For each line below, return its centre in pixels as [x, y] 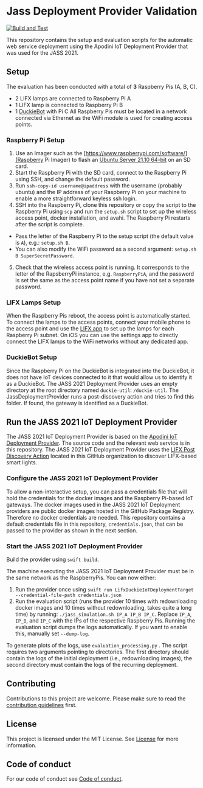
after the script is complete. [50, 225]
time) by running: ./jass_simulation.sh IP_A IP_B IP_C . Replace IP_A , [103, 614]
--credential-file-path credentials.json [68, 595]
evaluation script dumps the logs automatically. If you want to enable [101, 627]
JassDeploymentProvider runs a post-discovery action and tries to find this [100, 396]
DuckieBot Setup [32, 357]
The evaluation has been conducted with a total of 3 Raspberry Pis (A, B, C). [102, 86]
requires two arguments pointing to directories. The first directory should [98, 652]
